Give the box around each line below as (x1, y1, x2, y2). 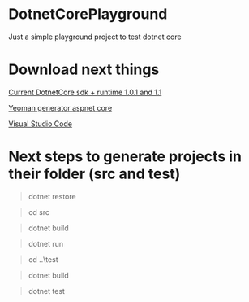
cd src (28, 207, 50, 217)
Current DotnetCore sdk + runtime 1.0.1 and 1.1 (8, 87, 162, 97)
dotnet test (28, 286, 65, 295)
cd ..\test (28, 254, 58, 265)
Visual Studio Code (8, 119, 73, 129)
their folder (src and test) (8, 164, 181, 183)
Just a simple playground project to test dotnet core (8, 32, 182, 42)
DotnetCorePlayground (8, 5, 168, 24)
